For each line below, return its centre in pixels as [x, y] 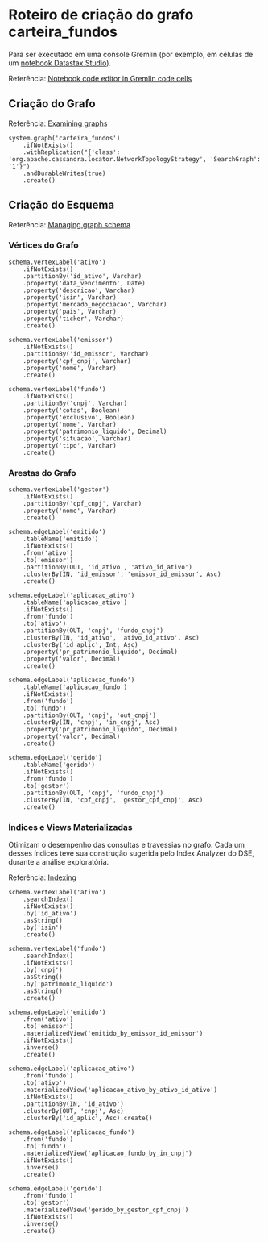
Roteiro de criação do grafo [101, 15]
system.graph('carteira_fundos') [64, 138]
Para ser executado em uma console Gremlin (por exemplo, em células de [131, 54]
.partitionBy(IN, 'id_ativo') [74, 1104]
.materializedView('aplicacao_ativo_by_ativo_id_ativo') [120, 1090]
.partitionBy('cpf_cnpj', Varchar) [82, 504]
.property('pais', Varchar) [70, 311]
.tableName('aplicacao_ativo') [75, 602]
